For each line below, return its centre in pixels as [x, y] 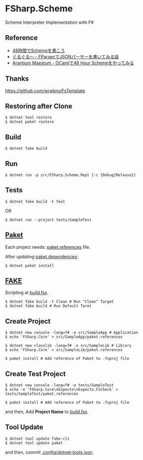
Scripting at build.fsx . [27, 293]
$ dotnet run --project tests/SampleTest [48, 220]
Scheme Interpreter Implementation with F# [49, 22]
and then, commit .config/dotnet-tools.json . [49, 452]
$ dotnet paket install [30, 265]
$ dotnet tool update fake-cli [37, 439]
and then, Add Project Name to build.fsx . [47, 412]
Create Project [28, 321]
